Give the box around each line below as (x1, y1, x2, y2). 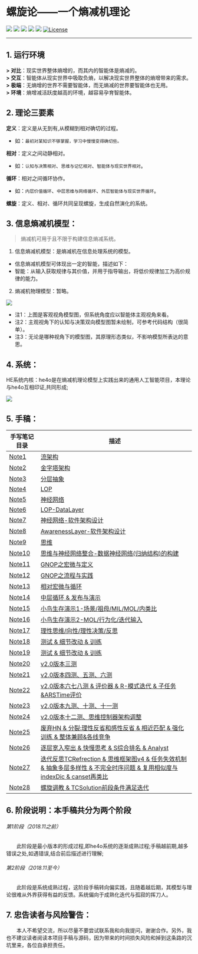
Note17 (9, 626, 31, 634)
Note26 (9, 744, 31, 751)
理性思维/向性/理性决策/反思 (40, 627, 118, 635)
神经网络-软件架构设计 (40, 516, 104, 524)
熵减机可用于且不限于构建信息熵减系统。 (20, 235, 119, 242)
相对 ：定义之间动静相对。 (6, 150, 68, 157)
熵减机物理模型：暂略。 (14, 288, 72, 295)
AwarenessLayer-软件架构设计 (40, 527, 126, 535)
